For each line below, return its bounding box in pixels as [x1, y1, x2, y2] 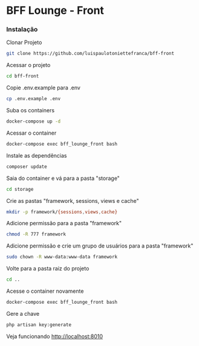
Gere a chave [6, 310, 40, 317]
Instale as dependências [6, 152, 67, 159]
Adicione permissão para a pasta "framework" [6, 220, 122, 227]
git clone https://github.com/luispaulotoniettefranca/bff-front [6, 51, 174, 57]
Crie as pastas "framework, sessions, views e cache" [6, 197, 139, 204]
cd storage [6, 186, 34, 192]
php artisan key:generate [6, 321, 71, 328]
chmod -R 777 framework [6, 231, 67, 237]
